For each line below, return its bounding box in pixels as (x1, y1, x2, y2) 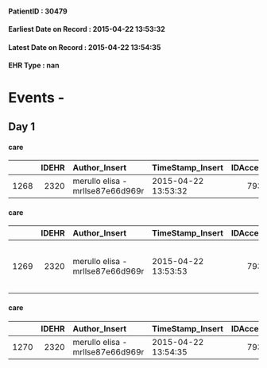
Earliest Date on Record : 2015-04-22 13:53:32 (8, 25, 165, 34)
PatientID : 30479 (8, 6, 68, 16)
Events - (8, 88, 65, 106)
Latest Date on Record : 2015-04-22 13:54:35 (8, 42, 161, 52)
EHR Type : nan (8, 60, 60, 71)
